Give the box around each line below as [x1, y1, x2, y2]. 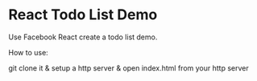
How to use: [8, 47, 48, 57]
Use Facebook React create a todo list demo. [8, 32, 158, 42]
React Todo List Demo [8, 6, 158, 24]
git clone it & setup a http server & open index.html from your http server [8, 63, 249, 73]
